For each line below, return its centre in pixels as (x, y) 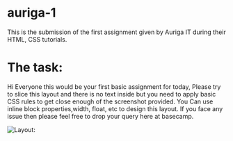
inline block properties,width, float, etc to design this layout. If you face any (115, 108)
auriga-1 (32, 13)
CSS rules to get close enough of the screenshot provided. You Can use (110, 101)
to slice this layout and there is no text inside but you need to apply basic (112, 94)
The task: (35, 68)
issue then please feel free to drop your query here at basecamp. (101, 116)
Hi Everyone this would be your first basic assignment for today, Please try (114, 86)
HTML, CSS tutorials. (37, 39)
